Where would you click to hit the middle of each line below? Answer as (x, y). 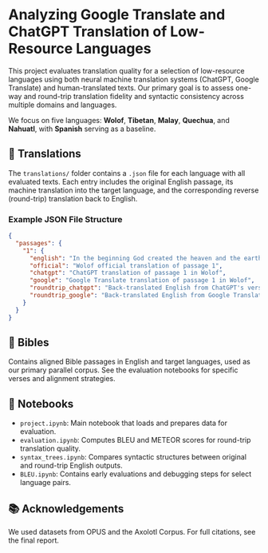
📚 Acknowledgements (66, 509)
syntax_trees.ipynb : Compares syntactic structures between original (133, 457)
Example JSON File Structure (65, 219)
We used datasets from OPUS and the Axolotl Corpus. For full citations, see (132, 531)
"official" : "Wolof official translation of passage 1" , (126, 265)
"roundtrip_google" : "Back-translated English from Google (129, 296)
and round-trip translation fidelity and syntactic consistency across (134, 96)
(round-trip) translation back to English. (73, 198)
